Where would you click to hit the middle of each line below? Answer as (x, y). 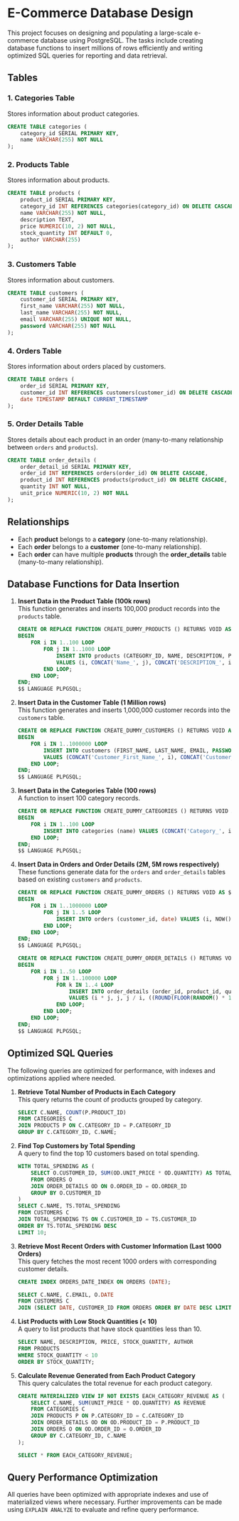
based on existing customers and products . (80, 879)
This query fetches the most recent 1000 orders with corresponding (117, 1261)
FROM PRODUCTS (38, 1349)
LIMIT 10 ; (32, 1232)
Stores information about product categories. (74, 113)
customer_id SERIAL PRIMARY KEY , (70, 300)
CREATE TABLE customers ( (46, 293)
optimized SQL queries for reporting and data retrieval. (87, 55)
